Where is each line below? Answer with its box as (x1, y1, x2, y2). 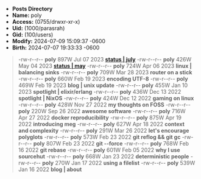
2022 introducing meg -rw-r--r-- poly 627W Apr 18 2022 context (18, 121, 185, 127)
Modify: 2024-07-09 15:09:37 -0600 (12, 38, 105, 44)
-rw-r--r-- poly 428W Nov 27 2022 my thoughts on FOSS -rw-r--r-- (18, 101, 191, 108)
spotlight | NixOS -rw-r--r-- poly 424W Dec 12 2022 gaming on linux (18, 94, 194, 102)
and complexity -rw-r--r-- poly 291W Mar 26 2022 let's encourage (18, 127, 189, 134)
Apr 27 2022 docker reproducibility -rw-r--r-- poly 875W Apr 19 (18, 114, 182, 121)
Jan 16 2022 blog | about (18, 166, 82, 173)
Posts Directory (12, 5, 53, 12)
